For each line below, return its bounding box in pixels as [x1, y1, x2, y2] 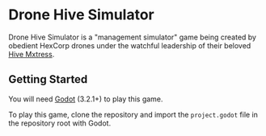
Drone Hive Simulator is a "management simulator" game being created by [8, 32, 257, 42]
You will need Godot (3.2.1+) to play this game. [8, 94, 163, 104]
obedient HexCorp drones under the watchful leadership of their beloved [8, 40, 251, 50]
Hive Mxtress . [8, 49, 55, 59]
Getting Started [8, 72, 88, 86]
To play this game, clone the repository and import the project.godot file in [8, 109, 259, 119]
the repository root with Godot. [8, 118, 112, 128]
